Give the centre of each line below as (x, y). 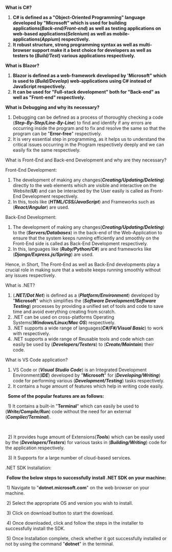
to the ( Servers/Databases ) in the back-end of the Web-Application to (87, 233)
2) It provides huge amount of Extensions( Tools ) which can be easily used (86, 437)
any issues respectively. (31, 275)
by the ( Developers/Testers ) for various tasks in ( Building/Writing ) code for (86, 442)
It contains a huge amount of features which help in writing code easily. (88, 386)
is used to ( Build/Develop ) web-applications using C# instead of (82, 81)
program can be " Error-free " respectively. (57, 134)
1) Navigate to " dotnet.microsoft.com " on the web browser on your (78, 487)
